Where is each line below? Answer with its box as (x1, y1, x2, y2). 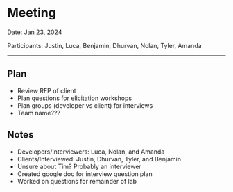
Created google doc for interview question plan (17, 169, 153, 178)
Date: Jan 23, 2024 (7, 28, 62, 36)
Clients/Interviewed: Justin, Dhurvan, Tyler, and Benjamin (17, 154, 182, 163)
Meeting (7, 5, 57, 21)
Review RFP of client (17, 86, 76, 95)
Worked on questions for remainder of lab (17, 177, 137, 185)
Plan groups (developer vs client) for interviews (17, 101, 153, 109)
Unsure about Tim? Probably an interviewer (17, 162, 142, 170)
